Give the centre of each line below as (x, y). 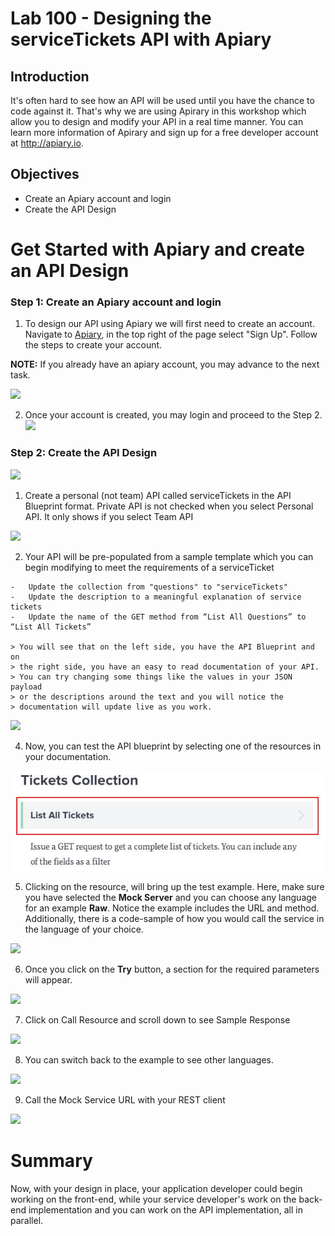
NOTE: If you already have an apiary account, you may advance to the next (165, 364)
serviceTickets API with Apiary (141, 39)
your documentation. (68, 756)
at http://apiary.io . (47, 143)
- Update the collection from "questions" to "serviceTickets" (149, 587)
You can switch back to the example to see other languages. (149, 1060)
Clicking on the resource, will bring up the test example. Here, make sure (174, 887)
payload (26, 687)
